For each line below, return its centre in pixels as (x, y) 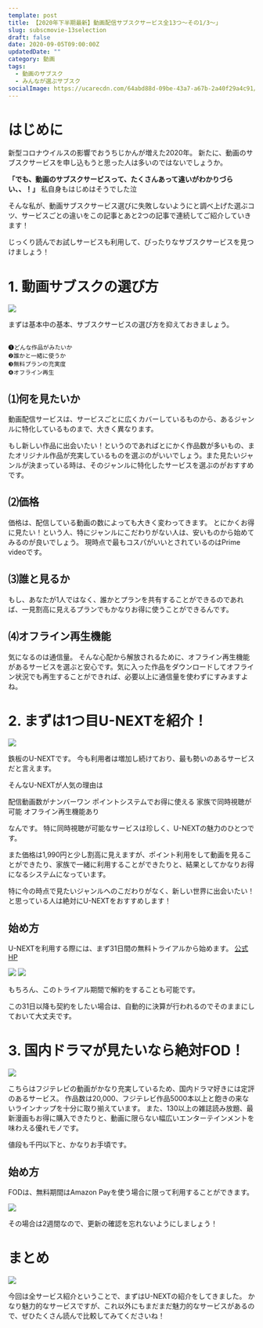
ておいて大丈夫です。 (42, 1016)
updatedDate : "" (34, 52)
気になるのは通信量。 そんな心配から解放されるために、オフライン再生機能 (129, 657)
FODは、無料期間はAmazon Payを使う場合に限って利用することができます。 (131, 1192)
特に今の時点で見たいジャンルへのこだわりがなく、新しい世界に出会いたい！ (131, 891)
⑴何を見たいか (44, 398)
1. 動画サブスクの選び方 (83, 286)
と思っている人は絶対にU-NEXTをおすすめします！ (90, 901)
